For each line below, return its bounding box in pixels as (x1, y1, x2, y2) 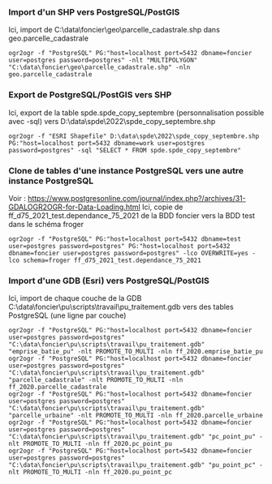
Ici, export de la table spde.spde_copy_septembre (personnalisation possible (8, 108, 265, 118)
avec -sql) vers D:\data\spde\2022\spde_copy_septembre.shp (8, 116, 216, 126)
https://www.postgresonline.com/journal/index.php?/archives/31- (27, 193, 246, 203)
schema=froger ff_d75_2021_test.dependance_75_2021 (23, 256, 201, 264)
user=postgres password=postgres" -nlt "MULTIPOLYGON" (8, 56, 198, 65)
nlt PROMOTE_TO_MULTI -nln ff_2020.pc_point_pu (8, 440, 173, 448)
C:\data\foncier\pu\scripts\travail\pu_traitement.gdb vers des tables (8, 302, 234, 312)
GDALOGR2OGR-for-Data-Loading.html (8, 202, 140, 212)
